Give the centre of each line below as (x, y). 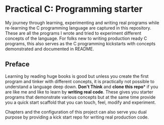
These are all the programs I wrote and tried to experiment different (73, 33)
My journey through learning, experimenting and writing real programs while (82, 23)
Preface (17, 64)
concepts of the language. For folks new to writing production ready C (76, 38)
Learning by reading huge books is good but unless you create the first (77, 76)
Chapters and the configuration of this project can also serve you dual (76, 112)
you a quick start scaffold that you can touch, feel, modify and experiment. (81, 102)
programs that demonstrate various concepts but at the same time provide (80, 97)
